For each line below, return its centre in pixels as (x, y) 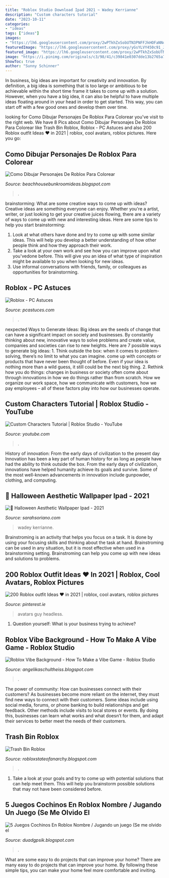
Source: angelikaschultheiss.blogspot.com (50, 669)
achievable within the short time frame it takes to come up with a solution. (82, 91)
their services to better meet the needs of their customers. (66, 721)
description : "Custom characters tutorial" (52, 15)
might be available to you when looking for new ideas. (68, 261)
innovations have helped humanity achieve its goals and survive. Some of (81, 469)
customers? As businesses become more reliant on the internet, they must (82, 694)
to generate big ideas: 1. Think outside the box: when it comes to (72, 351)
